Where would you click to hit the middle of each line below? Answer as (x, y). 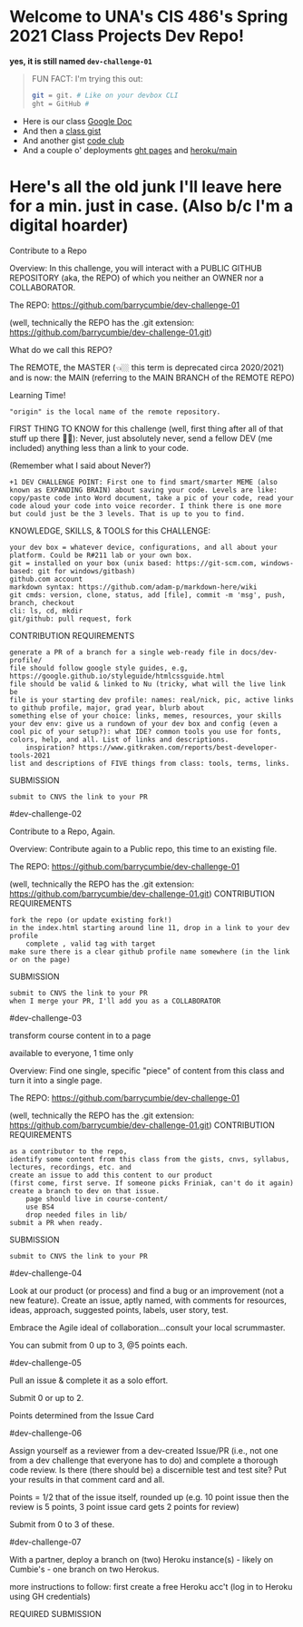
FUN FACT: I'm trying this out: (87, 78)
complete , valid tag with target (91, 944)
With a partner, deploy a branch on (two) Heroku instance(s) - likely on (142, 1559)
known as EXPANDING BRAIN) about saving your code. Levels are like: (144, 490)
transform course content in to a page (80, 1035)
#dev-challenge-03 (46, 1017)
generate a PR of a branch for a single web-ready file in (123, 652)
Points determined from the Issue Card (82, 1415)
